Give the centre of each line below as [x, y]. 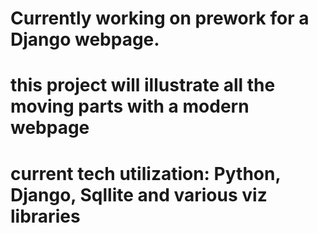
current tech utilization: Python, [145, 173]
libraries [45, 216]
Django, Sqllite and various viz [139, 194]
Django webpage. [85, 39]
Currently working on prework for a [160, 18]
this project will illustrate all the [143, 85]
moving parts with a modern [130, 106]
